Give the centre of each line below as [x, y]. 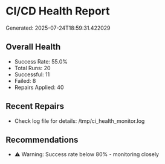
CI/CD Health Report [58, 11]
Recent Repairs [35, 106]
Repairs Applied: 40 [39, 87]
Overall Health [33, 47]
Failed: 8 [25, 80]
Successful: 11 [32, 74]
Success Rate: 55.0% [41, 61]
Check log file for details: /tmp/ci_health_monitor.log [79, 121]
